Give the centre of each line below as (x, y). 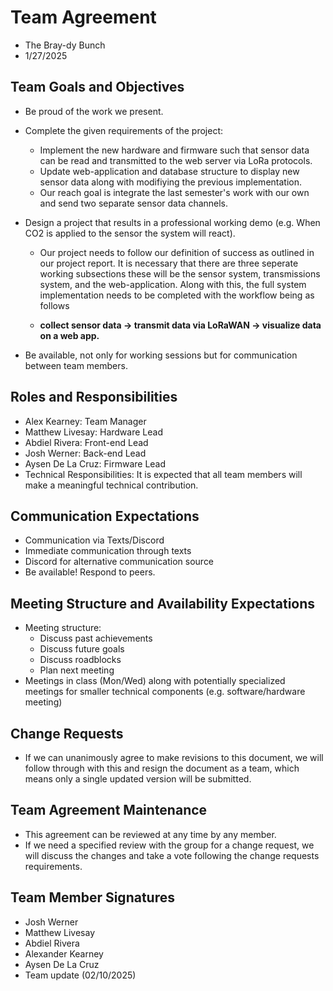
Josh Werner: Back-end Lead (85, 453)
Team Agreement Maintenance (109, 810)
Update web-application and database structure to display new (169, 171)
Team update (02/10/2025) (80, 975)
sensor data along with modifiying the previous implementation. (170, 182)
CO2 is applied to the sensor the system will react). (130, 233)
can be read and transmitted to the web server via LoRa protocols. (176, 160)
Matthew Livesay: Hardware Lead (93, 432)
